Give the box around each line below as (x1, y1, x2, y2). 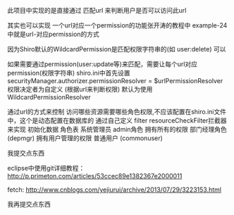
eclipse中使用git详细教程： (7, 164, 85, 172)
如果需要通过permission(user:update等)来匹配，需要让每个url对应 (7, 60, 198, 68)
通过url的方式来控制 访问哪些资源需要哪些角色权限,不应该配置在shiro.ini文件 (7, 108, 227, 116)
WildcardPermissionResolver (7, 93, 91, 101)
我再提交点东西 (7, 200, 51, 208)
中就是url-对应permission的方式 (7, 30, 100, 38)
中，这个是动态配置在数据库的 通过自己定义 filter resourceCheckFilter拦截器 (7, 116, 227, 125)
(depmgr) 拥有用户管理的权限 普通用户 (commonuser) (7, 134, 164, 142)
